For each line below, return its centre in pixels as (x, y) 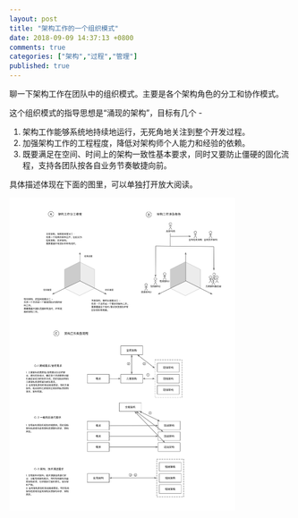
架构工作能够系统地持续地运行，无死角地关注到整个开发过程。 (136, 132)
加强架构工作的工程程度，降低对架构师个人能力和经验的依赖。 (136, 143)
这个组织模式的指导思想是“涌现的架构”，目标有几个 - (106, 113)
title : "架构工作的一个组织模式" (64, 28)
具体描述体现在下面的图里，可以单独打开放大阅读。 (103, 184)
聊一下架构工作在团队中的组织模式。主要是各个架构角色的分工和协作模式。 (146, 93)
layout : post (34, 19)
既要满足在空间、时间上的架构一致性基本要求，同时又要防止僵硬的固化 (152, 154)
